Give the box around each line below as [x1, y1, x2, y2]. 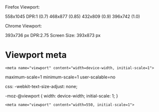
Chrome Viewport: [5, 23, 42, 29]
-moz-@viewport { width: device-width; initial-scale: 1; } [5, 93, 118, 99]
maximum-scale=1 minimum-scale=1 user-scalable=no [5, 74, 116, 80]
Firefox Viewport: [5, 4, 40, 10]
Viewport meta [5, 50, 67, 60]
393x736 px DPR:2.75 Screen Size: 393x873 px [5, 33, 101, 38]
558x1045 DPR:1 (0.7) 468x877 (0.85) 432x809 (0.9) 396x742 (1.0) [5, 14, 140, 19]
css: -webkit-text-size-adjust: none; [5, 83, 78, 89]
